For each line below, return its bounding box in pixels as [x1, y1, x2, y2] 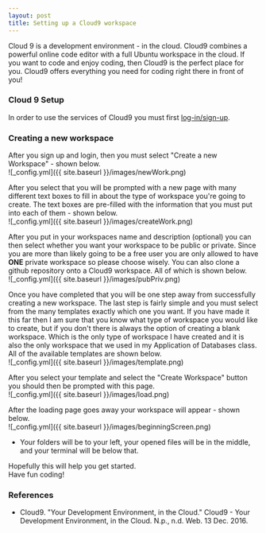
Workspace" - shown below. [8, 159, 101, 169]
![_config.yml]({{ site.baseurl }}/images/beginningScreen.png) [8, 422, 211, 432]
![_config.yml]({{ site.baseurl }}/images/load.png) [8, 390, 170, 399]
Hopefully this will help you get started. [8, 461, 137, 471]
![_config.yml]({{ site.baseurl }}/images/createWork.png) [8, 216, 193, 227]
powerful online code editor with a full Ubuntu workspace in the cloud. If [8, 49, 245, 59]
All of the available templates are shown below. [8, 349, 162, 359]
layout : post [8, 11, 52, 20]
